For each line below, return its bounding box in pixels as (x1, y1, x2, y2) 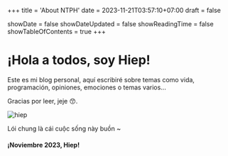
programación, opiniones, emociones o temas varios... (7, 83, 167, 91)
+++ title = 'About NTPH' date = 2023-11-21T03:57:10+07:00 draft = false (7, 6, 222, 14)
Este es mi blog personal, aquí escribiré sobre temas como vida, (7, 75, 195, 84)
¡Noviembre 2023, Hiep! (7, 140, 80, 149)
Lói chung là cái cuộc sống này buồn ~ (7, 124, 121, 133)
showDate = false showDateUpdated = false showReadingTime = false (7, 20, 215, 28)
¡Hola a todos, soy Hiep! (7, 52, 151, 68)
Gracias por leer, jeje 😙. (7, 96, 78, 105)
